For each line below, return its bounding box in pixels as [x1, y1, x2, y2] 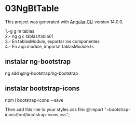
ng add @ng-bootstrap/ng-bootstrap [5, 70, 78, 76]
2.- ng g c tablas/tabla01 [5, 33, 54, 39]
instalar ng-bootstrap [5, 57, 71, 66]
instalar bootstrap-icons [5, 84, 80, 93]
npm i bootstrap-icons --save [5, 97, 64, 103]
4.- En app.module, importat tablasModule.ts [5, 43, 94, 49]
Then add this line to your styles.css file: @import [5, 107, 104, 112]
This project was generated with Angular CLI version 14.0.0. [5, 19, 123, 25]
